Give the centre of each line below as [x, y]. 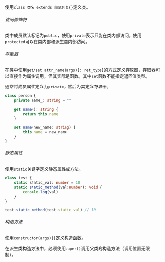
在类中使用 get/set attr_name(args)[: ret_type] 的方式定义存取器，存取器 [81, 70]
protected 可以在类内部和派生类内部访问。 [48, 42]
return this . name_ [42, 114]
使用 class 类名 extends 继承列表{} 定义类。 [48, 7]
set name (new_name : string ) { [45, 127]
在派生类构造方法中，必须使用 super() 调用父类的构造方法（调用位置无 [76, 248]
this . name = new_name [45, 132]
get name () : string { [36, 110]
